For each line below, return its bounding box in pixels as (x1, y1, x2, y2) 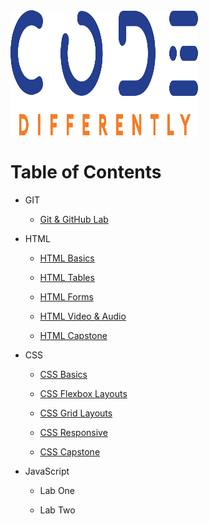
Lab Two (39, 504, 76, 516)
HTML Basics (39, 252, 95, 264)
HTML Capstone (39, 329, 108, 341)
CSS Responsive (39, 426, 108, 438)
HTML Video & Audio (39, 310, 127, 322)
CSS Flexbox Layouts (39, 387, 128, 399)
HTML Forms (39, 290, 94, 303)
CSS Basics (39, 368, 88, 380)
